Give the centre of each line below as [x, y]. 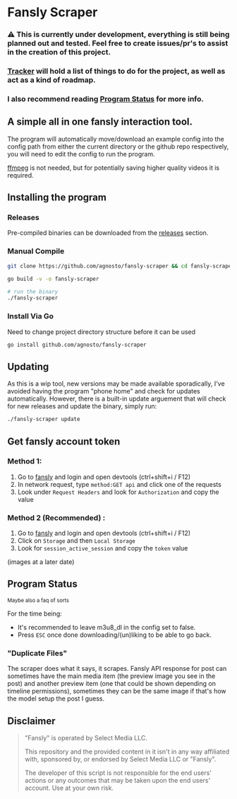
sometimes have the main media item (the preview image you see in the [111, 676]
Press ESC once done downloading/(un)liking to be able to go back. [115, 635]
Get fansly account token [64, 441]
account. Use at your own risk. [69, 788]
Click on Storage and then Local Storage [77, 541]
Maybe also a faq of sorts [38, 600]
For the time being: [35, 614]
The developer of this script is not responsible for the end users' [118, 773]
